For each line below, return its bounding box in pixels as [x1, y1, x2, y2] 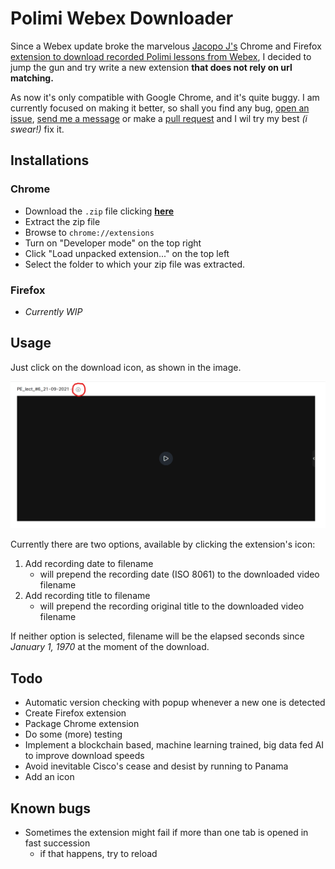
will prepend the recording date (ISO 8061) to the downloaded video [39, 568, 320, 581]
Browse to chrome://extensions [24, 226, 155, 238]
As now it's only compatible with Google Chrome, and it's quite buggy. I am [10, 91, 320, 103]
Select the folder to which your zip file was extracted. [24, 258, 246, 270]
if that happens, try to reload [39, 848, 158, 860]
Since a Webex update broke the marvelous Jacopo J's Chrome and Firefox [10, 40, 322, 52]
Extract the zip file [24, 215, 101, 227]
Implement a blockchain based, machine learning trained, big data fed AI [24, 739, 325, 751]
